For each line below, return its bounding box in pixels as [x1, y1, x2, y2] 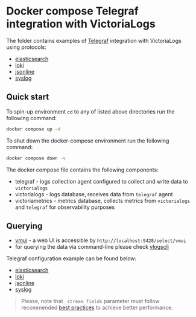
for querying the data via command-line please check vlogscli [14, 243, 169, 251]
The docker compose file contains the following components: [6, 166, 159, 173]
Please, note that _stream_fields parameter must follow [21, 298, 160, 305]
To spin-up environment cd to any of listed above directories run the [6, 107, 175, 115]
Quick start [6, 92, 49, 102]
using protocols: [6, 43, 46, 51]
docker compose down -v [6, 155, 66, 161]
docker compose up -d [6, 126, 61, 132]
